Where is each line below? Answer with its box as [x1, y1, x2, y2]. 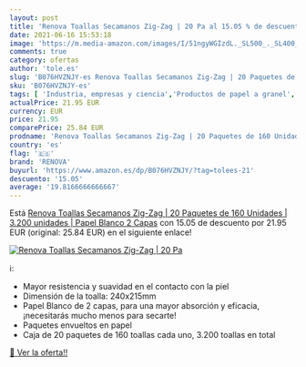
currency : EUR [9, 107, 64, 116]
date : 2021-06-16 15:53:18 [9, 30, 112, 39]
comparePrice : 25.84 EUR [9, 124, 104, 133]
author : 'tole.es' [9, 65, 79, 74]
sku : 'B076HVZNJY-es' [9, 81, 92, 90]
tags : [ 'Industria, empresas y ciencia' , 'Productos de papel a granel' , [9, 89, 296, 98]
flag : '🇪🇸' [9, 148, 55, 158]
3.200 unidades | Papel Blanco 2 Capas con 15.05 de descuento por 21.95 [9, 218, 287, 229]
